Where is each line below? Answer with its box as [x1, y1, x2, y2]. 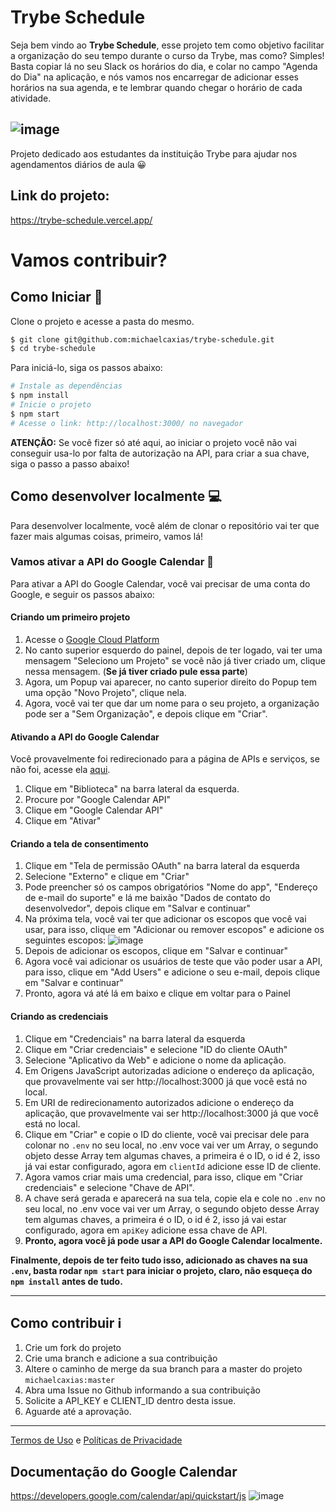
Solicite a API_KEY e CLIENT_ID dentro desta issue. [24, 1395, 237, 1407]
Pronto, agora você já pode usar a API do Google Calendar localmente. [24, 1234, 323, 1246]
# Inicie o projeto [10, 400, 92, 410]
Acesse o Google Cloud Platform [24, 634, 160, 645]
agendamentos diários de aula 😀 [10, 158, 147, 170]
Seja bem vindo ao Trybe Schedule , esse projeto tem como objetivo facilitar [10, 39, 325, 51]
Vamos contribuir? [10, 249, 168, 271]
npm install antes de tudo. [10, 1275, 123, 1287]
